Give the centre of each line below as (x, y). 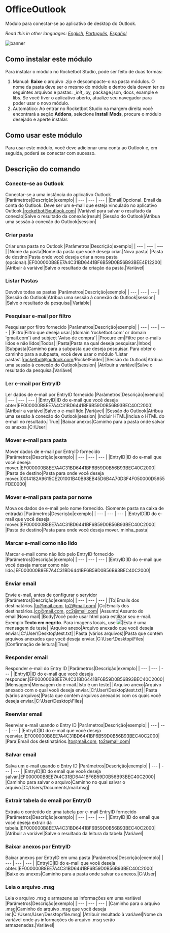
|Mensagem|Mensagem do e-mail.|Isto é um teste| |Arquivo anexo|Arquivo (83, 684)
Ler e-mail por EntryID (33, 384)
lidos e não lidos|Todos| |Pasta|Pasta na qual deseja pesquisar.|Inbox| (78, 343)
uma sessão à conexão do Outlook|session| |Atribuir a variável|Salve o (79, 365)
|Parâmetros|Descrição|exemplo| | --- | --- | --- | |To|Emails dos (72, 600)
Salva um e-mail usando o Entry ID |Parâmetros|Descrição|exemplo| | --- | (83, 766)
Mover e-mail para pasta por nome (49, 497)
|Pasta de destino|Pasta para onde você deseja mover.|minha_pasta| (77, 530)
